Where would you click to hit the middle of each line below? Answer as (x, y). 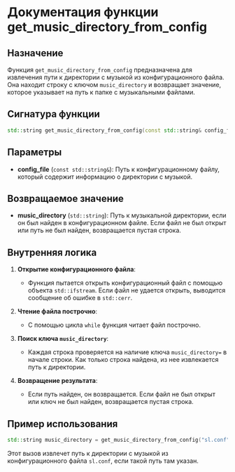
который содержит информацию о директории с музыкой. (105, 177)
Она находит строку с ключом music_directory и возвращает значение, (114, 85)
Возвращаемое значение (66, 198)
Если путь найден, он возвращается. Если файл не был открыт (121, 394)
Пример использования (63, 424)
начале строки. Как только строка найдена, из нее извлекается (123, 360)
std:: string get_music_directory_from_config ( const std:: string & (104, 130)
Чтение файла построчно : (57, 311)
